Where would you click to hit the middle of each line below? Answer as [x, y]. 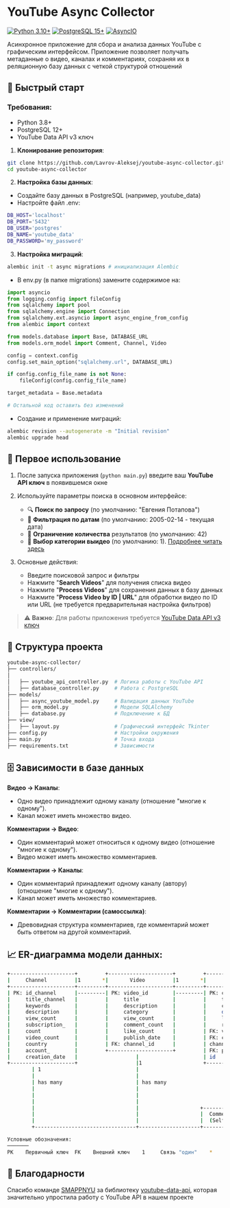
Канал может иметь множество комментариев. [87, 898]
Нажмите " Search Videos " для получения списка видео [109, 583]
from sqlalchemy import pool [49, 305]
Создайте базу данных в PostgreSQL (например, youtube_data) [109, 196]
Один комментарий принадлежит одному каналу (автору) [102, 884]
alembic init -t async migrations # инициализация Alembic [93, 266]
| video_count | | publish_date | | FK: [113, 1038]
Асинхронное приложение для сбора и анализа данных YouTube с [104, 44]
